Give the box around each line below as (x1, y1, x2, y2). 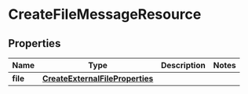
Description (160, 60, 206, 70)
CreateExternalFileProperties (42, 73, 154, 84)
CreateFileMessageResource (8, 5, 202, 23)
